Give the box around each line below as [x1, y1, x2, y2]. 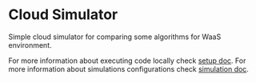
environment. [8, 40, 52, 49]
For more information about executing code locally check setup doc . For [8, 56, 246, 65]
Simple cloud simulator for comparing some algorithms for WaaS [8, 32, 222, 41]
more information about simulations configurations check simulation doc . [8, 64, 250, 73]
